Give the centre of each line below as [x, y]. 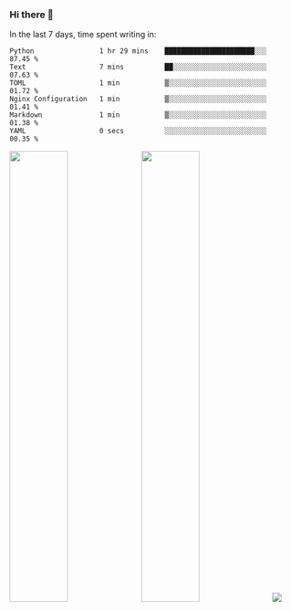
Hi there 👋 [32, 15]
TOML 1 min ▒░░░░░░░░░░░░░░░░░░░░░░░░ [138, 83]
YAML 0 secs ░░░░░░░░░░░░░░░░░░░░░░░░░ [138, 132]
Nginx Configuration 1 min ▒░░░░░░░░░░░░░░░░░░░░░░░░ [138, 100]
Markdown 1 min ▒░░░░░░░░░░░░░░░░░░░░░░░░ [138, 115]
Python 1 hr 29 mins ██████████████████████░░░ [138, 51]
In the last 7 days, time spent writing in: [83, 35]
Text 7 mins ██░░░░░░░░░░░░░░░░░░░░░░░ [138, 68]
